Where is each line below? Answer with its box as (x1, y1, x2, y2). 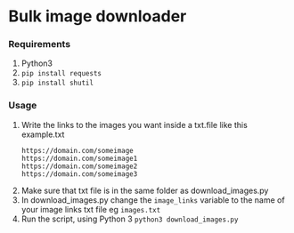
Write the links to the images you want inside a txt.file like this (20, 119, 249, 130)
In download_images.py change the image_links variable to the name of (20, 194, 286, 205)
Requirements (8, 38, 71, 51)
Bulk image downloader (8, 6, 187, 27)
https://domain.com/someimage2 (20, 162, 138, 171)
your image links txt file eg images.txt (20, 204, 161, 214)
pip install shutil (20, 78, 94, 88)
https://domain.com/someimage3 (20, 169, 138, 179)
